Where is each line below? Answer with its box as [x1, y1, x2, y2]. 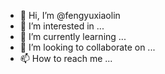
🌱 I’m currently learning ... [19, 31, 127, 42]
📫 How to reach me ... [19, 53, 113, 64]
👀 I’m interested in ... [19, 20, 105, 32]
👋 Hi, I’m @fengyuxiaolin [19, 10, 121, 21]
